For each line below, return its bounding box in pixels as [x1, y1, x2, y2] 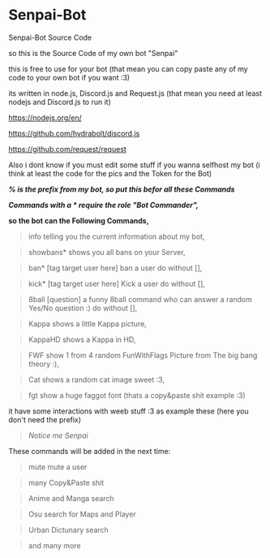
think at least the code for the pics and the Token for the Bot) [8, 168, 212, 178]
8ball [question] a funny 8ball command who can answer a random [28, 294, 253, 304]
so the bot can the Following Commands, [8, 215, 149, 225]
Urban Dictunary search [28, 525, 109, 534]
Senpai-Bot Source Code [8, 32, 92, 42]
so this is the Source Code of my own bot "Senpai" [8, 48, 178, 58]
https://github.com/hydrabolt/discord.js [8, 128, 140, 138]
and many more [28, 540, 81, 550]
